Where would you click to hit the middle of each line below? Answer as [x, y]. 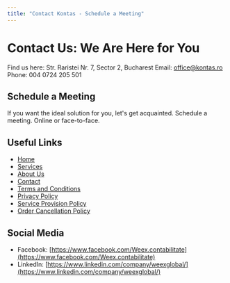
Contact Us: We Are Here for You [104, 48]
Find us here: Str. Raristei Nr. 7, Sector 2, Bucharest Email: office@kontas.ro [115, 67]
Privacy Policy [38, 196]
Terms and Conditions [49, 189]
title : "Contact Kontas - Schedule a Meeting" [76, 14]
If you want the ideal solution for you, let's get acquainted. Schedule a [107, 113]
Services [30, 167]
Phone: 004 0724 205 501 [44, 74]
